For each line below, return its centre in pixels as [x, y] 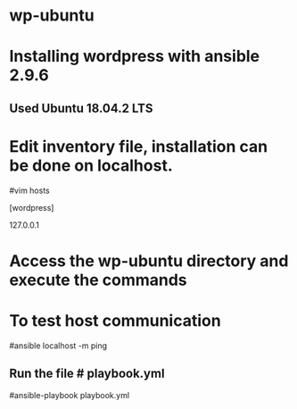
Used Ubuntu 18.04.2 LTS [81, 108]
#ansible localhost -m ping [58, 346]
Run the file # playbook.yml [87, 374]
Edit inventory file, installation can [139, 146]
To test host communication [115, 321]
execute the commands [98, 280]
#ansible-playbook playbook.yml [70, 395]
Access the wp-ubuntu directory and [149, 261]
